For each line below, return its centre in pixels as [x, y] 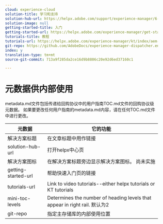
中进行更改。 [18, 116]
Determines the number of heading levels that [99, 198]
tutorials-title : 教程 [27, 37]
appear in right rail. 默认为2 [78, 205]
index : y [14, 50]
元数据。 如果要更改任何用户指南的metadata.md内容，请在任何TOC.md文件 [80, 110]
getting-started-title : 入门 [34, 28]
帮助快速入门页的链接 [71, 173]
